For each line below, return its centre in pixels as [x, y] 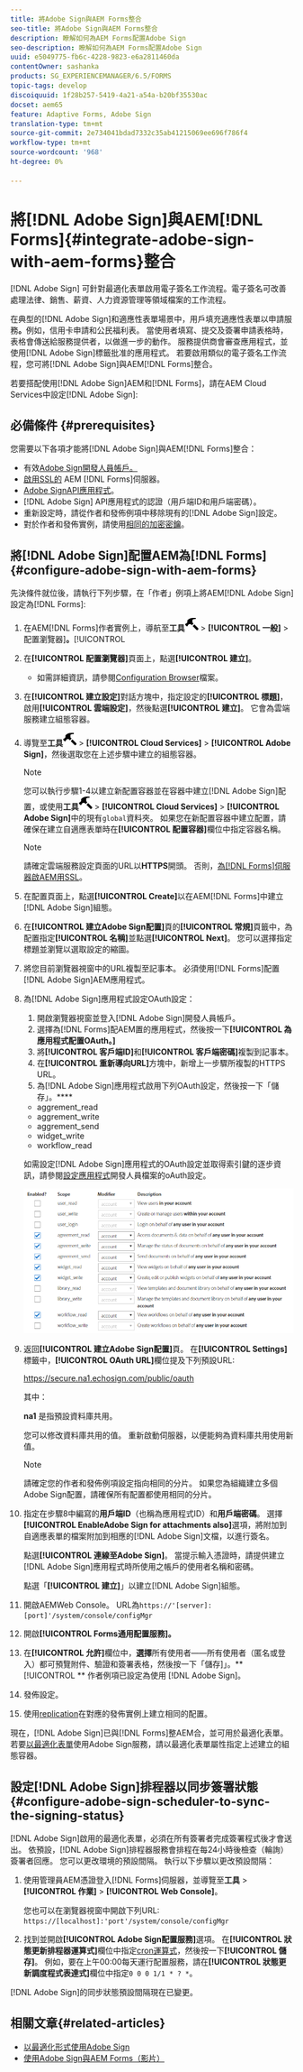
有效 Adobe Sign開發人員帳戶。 [80, 468]
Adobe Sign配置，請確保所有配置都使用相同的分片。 [120, 1495]
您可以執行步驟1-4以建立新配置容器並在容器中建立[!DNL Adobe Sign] [151, 791]
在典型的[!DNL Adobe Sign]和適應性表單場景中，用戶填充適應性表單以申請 [147, 318]
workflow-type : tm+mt [51, 143]
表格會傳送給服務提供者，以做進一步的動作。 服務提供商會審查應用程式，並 [149, 341]
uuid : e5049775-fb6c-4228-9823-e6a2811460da [95, 57]
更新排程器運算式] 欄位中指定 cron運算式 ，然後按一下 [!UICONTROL [154, 1951]
